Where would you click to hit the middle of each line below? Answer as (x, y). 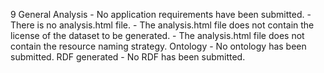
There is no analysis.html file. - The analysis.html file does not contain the (162, 25)
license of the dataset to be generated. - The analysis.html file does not (157, 35)
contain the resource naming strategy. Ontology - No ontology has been (158, 46)
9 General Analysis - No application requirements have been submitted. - (161, 14)
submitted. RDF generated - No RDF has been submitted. (128, 57)
